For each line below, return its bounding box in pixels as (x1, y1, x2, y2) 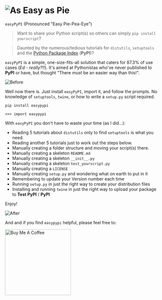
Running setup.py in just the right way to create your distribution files (12, 181, 150, 187)
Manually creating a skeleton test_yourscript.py (12, 160, 110, 166)
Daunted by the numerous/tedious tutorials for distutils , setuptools (16, 45, 154, 50)
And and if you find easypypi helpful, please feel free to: (5, 219, 116, 225)
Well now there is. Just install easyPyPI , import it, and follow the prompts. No (5, 88, 158, 94)
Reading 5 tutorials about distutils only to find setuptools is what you (12, 129, 154, 135)
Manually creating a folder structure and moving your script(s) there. (12, 145, 149, 150)
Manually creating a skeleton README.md (12, 150, 91, 156)
